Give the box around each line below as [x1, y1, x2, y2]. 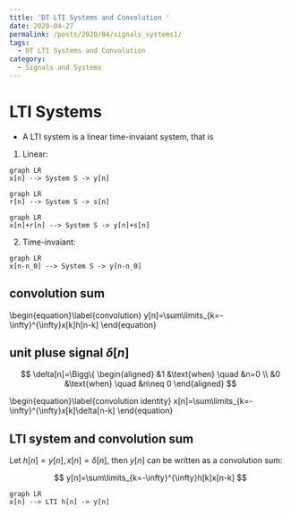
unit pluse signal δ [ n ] [9, 346, 130, 361]
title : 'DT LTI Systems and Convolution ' [9, 13, 170, 22]
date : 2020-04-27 [9, 21, 74, 30]
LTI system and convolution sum [9, 431, 194, 446]
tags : [9, 38, 30, 47]
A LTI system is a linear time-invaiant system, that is [21, 131, 214, 142]
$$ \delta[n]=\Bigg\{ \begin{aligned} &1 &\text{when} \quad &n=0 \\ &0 [21, 369, 280, 380]
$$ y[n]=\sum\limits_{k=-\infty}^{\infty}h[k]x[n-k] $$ [53, 472, 248, 484]
